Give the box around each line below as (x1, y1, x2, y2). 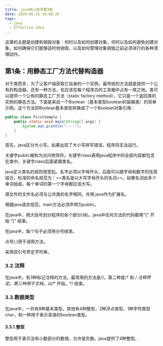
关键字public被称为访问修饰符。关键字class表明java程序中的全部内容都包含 (5, 153, 155, 158)
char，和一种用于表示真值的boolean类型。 (5, 311, 90, 317)
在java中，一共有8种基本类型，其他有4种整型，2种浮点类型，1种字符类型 (5, 306, 150, 311)
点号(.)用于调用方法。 (5, 239, 48, 244)
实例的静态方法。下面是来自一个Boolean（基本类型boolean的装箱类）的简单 (5, 99, 157, 104)
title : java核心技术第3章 (5, 7, 53, 12)
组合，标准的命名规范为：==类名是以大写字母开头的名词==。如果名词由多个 (5, 175, 157, 181)
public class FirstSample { (5, 115, 62, 120)
